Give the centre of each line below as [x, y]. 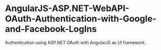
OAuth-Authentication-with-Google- [81, 19]
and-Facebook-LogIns [51, 29]
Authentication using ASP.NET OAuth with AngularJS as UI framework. [76, 42]
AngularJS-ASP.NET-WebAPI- [67, 8]
